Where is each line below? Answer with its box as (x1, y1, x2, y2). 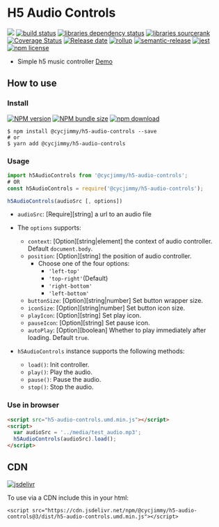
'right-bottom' (48, 283, 92, 290)
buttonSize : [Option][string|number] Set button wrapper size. (27, 297, 204, 305)
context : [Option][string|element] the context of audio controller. (27, 237, 213, 246)
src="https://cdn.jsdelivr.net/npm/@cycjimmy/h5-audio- (32, 507, 197, 514)
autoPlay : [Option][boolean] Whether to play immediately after (27, 326, 206, 334)
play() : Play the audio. (27, 368, 92, 376)
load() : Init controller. (27, 361, 90, 369)
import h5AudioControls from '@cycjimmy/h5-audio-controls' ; (7, 172, 188, 179)
